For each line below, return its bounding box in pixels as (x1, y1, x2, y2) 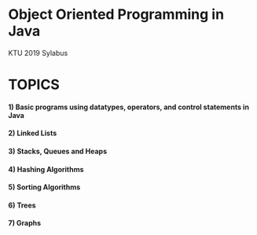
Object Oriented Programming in (8, 6, 225, 24)
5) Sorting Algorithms (8, 182, 81, 192)
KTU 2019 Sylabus (8, 48, 68, 57)
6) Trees (8, 200, 37, 210)
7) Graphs (8, 218, 42, 228)
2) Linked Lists (8, 128, 57, 138)
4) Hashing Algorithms (8, 164, 84, 174)
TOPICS (8, 76, 61, 94)
